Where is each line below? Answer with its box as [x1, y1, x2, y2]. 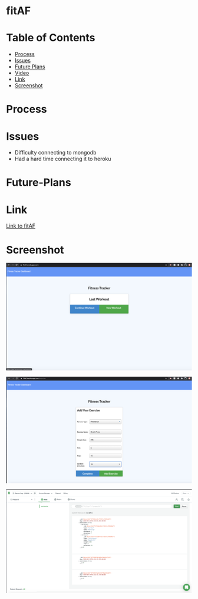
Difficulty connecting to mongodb [14, 149, 97, 156]
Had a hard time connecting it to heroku [14, 155, 111, 163]
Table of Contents [6, 31, 95, 45]
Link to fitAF [6, 222, 36, 229]
